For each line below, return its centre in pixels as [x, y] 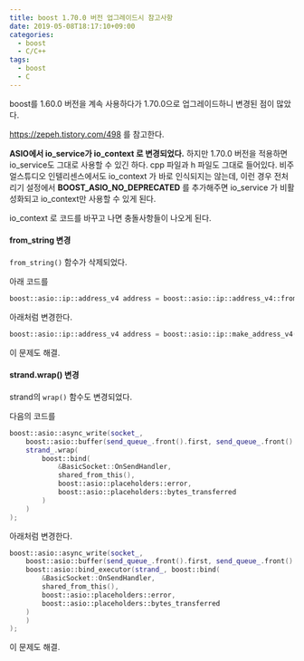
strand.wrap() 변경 [44, 375]
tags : [19, 60]
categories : [32, 34]
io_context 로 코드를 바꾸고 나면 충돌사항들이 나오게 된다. [110, 217]
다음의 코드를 [33, 416]
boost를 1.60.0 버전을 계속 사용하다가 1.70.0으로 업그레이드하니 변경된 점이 [142, 103]
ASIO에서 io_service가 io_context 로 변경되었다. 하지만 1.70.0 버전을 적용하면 [148, 153]
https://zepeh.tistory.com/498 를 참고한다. [87, 134]
